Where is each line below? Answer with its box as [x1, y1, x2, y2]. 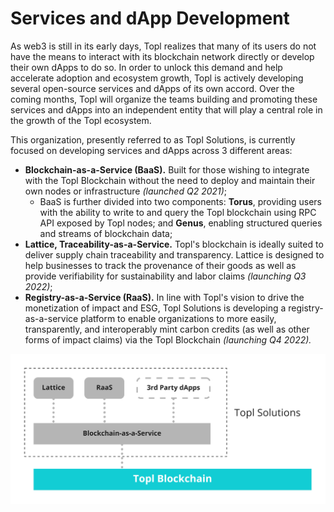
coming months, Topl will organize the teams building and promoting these [10, 93, 318, 105]
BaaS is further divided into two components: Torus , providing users [39, 195, 322, 207]
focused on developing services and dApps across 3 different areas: [10, 144, 293, 156]
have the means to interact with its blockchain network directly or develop [10, 50, 315, 62]
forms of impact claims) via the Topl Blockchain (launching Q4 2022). [24, 333, 312, 346]
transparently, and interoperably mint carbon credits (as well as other [24, 323, 310, 335]
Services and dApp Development [10, 7, 290, 30]
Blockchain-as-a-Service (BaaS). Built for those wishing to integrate [24, 163, 310, 176]
